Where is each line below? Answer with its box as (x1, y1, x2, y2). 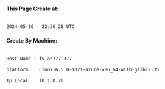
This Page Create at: (6, 5, 59, 12)
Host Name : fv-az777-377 (6, 55, 72, 62)
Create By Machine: (6, 37, 58, 44)
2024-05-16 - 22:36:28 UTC (6, 24, 75, 30)
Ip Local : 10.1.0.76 (6, 78, 64, 84)
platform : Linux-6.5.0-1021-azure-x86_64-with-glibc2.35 (6, 67, 160, 73)
